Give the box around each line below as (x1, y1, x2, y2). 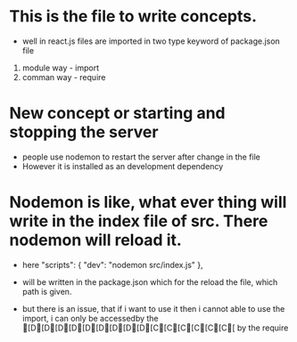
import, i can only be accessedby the (21, 313, 159, 323)
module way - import (21, 62, 100, 73)
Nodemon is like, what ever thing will (9, 192, 287, 213)
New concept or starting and (9, 103, 226, 124)
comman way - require (21, 71, 106, 82)
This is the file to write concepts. (9, 6, 257, 27)
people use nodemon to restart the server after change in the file (21, 151, 261, 162)
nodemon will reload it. (9, 230, 183, 250)
